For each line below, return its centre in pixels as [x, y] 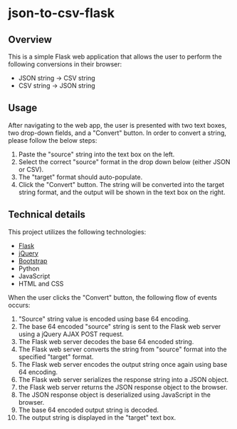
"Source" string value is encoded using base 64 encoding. [104, 318]
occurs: [19, 305]
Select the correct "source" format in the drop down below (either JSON [124, 161]
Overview [30, 40]
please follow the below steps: [53, 140]
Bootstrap [33, 261]
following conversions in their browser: [65, 64]
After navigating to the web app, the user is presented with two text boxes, [117, 125]
